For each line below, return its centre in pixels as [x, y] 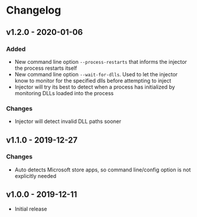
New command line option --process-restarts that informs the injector [101, 61]
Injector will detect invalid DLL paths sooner [68, 121]
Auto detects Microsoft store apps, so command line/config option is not [103, 170]
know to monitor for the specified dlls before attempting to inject [93, 80]
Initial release [31, 209]
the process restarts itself [46, 68]
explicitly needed [35, 176]
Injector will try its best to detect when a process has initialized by [95, 87]
